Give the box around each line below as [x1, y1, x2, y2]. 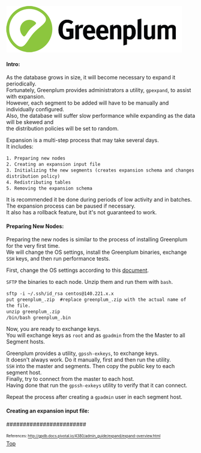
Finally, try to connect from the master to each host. [6, 375, 135, 383]
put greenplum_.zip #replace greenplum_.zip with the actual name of [6, 297, 187, 303]
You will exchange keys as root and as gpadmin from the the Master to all [6, 331, 185, 339]
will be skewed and [6, 119, 54, 126]
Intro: [6, 60, 20, 67]
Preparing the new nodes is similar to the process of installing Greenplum [6, 236, 188, 243]
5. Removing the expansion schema [6, 185, 93, 192]
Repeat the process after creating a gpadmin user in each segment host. [6, 393, 183, 401]
